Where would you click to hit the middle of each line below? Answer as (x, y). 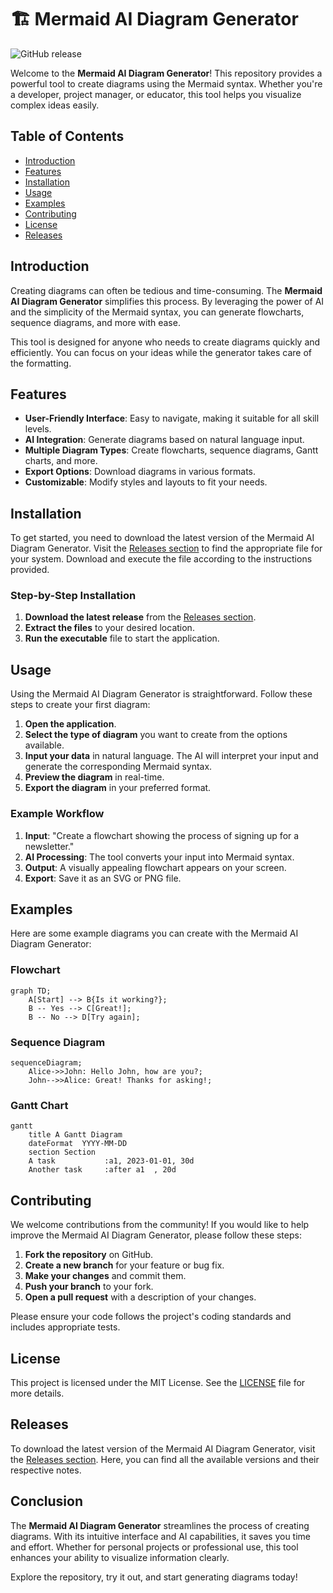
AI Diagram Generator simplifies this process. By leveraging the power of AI (167, 301)
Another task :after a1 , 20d (102, 1170)
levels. (38, 429)
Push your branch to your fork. (89, 1287)
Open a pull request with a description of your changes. (140, 1297)
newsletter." (49, 846)
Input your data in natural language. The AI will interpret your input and (171, 756)
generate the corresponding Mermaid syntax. (118, 767)
